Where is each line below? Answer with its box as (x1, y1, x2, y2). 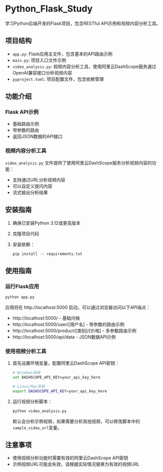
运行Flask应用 (5, 283, 39, 290)
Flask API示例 (5, 109, 39, 116)
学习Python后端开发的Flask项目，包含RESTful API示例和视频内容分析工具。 (5, 20, 161, 26)
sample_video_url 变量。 (12, 424, 62, 431)
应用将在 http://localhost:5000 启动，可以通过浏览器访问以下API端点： (5, 304, 151, 310)
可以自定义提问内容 (12, 183, 53, 189)
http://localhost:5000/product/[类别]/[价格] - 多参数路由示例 (12, 327, 136, 333)
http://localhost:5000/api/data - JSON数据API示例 (12, 333, 116, 340)
